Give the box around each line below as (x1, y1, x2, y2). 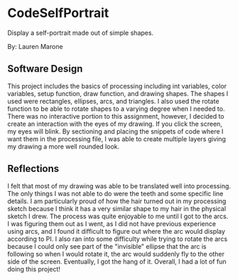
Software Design (7, 63, 83, 75)
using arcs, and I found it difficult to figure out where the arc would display (7, 227, 226, 235)
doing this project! (7, 264, 60, 273)
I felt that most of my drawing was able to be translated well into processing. (7, 181, 231, 190)
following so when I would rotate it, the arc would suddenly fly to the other (7, 249, 225, 258)
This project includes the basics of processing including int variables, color (7, 82, 227, 90)
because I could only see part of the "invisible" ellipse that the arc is (7, 242, 207, 250)
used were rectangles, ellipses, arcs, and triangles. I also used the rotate (7, 97, 220, 105)
